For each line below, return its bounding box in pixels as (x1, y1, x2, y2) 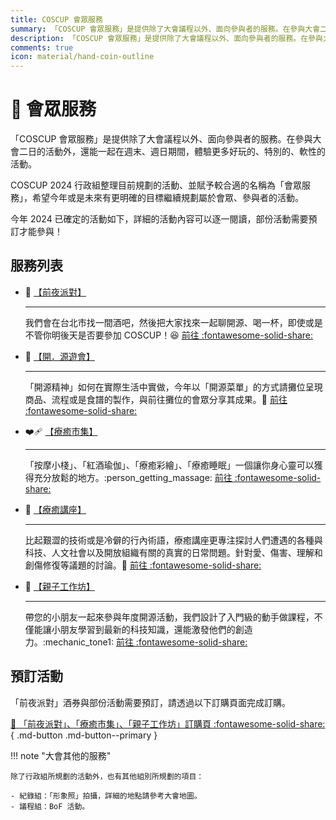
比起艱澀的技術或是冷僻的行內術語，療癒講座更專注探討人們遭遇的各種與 (24, 534, 323, 546)
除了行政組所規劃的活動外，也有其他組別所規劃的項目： (10, 771, 205, 781)
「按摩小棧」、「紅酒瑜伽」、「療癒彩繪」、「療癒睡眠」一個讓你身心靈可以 (24, 459, 315, 471)
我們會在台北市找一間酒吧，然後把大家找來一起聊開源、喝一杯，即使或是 (24, 316, 323, 328)
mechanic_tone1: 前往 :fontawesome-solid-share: (44, 636, 248, 648)
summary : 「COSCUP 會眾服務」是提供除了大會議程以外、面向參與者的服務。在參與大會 (10, 24, 321, 34)
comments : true (10, 42, 74, 53)
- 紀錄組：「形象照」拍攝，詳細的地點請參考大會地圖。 (10, 791, 202, 801)
